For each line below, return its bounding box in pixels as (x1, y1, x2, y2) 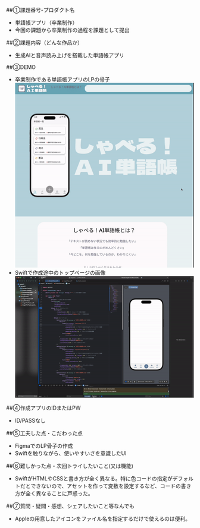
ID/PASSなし (14, 417, 46, 424)
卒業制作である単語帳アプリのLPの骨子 (14, 76, 110, 83)
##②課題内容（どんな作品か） (6, 39, 83, 46)
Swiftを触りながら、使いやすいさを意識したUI (14, 450, 127, 457)
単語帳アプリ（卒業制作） (14, 19, 78, 26)
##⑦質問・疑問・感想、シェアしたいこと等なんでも (6, 502, 135, 510)
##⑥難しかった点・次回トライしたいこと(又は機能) (6, 462, 134, 469)
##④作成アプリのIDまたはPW (6, 404, 81, 411)
